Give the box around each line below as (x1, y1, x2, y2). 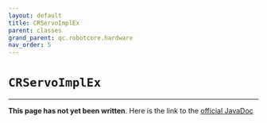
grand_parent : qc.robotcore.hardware (8, 33, 133, 42)
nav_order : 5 (8, 41, 52, 49)
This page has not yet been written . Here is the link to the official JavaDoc (8, 106, 254, 116)
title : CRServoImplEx (8, 19, 80, 27)
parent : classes (8, 26, 62, 34)
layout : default (8, 11, 62, 20)
